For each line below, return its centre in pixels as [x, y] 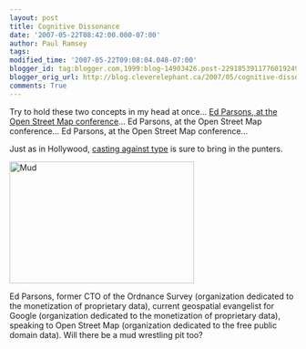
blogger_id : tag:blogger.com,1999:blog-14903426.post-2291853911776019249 [154, 69]
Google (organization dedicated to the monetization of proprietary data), [145, 315]
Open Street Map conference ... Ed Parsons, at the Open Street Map [136, 121]
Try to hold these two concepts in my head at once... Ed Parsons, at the [143, 111]
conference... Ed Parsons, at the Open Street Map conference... [129, 131]
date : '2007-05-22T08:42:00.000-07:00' [85, 35]
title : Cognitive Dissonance [65, 26]
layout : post [34, 18]
